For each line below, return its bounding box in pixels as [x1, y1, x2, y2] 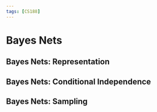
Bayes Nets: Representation [6, 57, 110, 67]
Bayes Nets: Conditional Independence [6, 76, 151, 86]
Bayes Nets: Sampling [6, 96, 88, 106]
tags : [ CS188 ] [6, 8, 41, 15]
